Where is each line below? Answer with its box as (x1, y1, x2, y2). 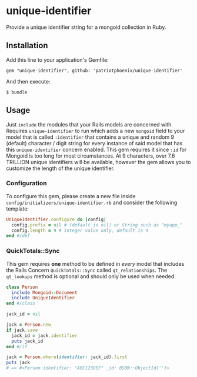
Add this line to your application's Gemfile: (6, 56, 109, 63)
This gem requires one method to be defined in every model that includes (6, 260, 185, 267)
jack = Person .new (6, 322, 51, 328)
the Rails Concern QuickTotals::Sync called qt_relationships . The (6, 266, 168, 273)
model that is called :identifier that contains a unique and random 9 (6, 134, 175, 141)
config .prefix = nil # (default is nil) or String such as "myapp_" (11, 222, 183, 228)
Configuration (6, 179, 47, 188)
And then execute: (6, 78, 51, 85)
